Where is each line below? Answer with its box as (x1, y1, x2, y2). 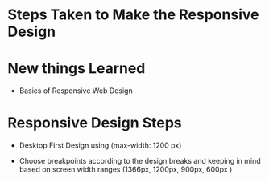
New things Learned (7, 59, 146, 78)
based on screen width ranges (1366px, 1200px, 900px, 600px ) (19, 164, 233, 174)
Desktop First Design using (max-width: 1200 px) (19, 140, 182, 150)
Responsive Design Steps (7, 114, 182, 132)
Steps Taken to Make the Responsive (7, 6, 259, 24)
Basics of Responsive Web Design (19, 86, 134, 95)
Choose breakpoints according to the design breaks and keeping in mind (19, 156, 261, 166)
